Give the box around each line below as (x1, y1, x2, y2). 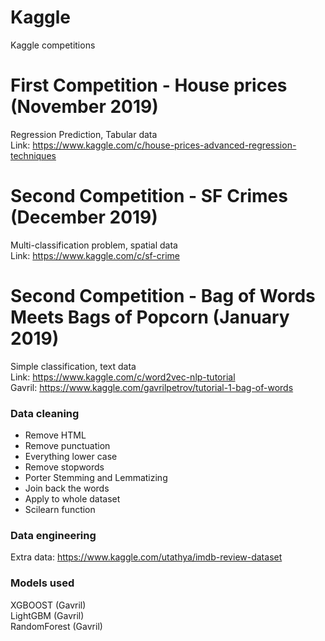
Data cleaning (10, 406, 80, 420)
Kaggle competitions (10, 39, 96, 51)
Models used (10, 576, 75, 590)
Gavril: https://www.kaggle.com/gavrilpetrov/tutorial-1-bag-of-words (10, 381, 294, 393)
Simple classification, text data (10, 360, 137, 372)
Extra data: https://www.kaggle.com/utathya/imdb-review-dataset (10, 551, 283, 563)
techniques (10, 149, 57, 161)
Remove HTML (24, 429, 87, 441)
